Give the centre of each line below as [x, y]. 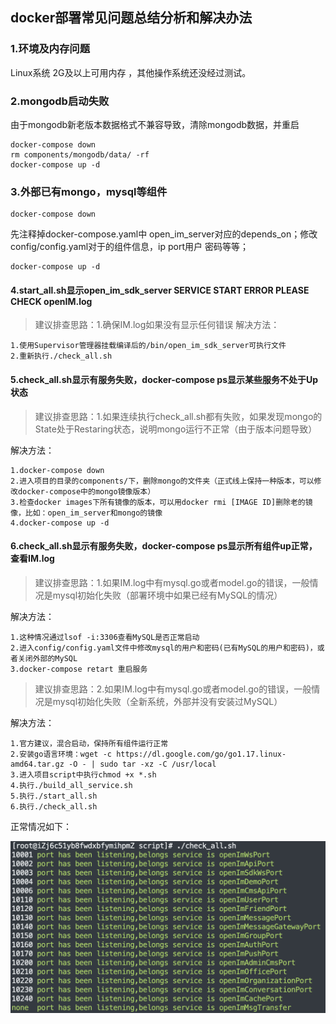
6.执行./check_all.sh [54, 806]
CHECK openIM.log [51, 301]
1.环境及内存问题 [50, 49]
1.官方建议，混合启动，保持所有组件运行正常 [89, 743]
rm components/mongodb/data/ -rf [80, 154]
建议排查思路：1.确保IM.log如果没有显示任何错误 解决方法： [157, 325]
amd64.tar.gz [37, 764]
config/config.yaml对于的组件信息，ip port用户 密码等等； [129, 247]
